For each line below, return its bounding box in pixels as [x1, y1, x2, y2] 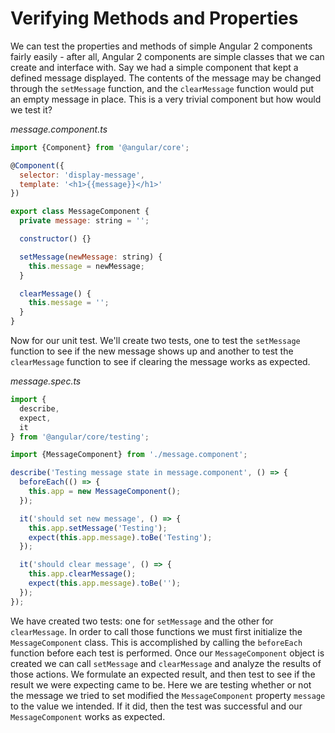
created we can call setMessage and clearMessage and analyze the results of [10, 657, 322, 669]
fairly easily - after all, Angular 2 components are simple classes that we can [10, 50, 325, 62]
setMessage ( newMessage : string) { [19, 252, 163, 262]
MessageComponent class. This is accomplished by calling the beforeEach [10, 636, 303, 648]
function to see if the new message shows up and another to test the [10, 345, 294, 357]
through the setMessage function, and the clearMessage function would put [10, 82, 315, 94]
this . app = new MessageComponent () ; [28, 487, 182, 497]
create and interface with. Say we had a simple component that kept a [10, 61, 299, 73]
